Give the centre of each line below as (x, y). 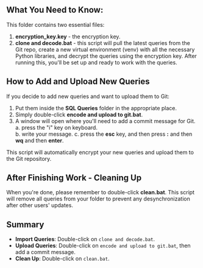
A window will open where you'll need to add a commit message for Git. (105, 121)
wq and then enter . (39, 140)
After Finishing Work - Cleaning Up (74, 178)
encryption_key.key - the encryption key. (68, 37)
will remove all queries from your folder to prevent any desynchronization (98, 199)
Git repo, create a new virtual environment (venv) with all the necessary (105, 49)
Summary (25, 224)
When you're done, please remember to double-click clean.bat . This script (101, 192)
